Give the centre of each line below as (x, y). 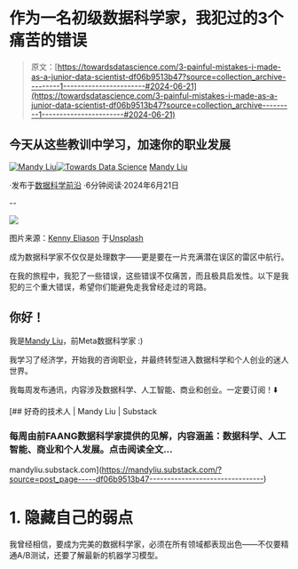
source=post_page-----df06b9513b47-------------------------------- (137, 479)
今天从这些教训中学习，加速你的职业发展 (120, 144)
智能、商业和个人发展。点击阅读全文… (91, 450)
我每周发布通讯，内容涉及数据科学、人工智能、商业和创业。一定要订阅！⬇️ (144, 389)
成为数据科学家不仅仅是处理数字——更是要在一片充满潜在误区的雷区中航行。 (149, 256)
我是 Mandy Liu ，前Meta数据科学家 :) (76, 341)
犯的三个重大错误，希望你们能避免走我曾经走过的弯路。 (110, 286)
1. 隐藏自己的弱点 (71, 518)
